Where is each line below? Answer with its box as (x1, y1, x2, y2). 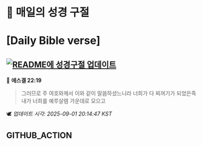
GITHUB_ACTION (6, 130, 73, 141)
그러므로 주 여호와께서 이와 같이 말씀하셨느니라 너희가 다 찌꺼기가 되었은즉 (21, 89, 197, 97)
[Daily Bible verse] (6, 34, 101, 47)
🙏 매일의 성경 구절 (6, 5, 90, 19)
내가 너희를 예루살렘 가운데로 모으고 (21, 97, 106, 105)
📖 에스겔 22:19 (6, 77, 42, 84)
